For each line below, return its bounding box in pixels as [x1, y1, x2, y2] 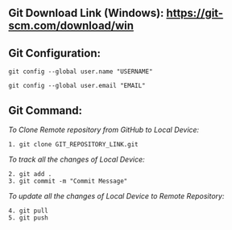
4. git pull [8, 207, 48, 216]
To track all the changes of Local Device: [8, 154, 145, 164]
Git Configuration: [8, 46, 101, 60]
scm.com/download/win [8, 19, 135, 33]
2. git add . [8, 170, 52, 179]
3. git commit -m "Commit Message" [8, 177, 128, 186]
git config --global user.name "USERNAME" [8, 68, 153, 76]
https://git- [166, 6, 224, 20]
